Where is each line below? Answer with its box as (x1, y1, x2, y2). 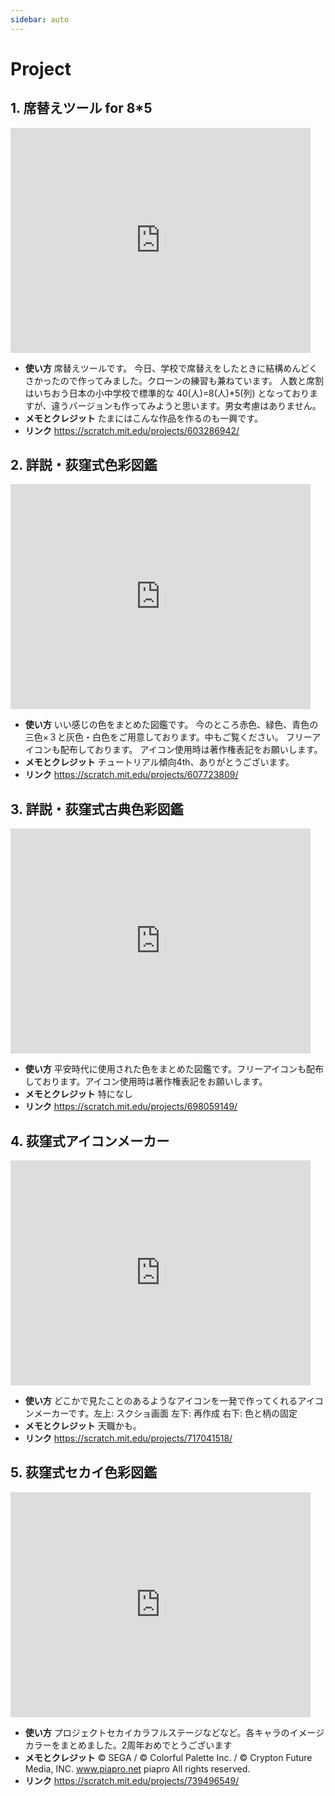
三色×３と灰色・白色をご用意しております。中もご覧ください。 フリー (24, 731, 313, 743)
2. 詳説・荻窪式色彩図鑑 (10, 457, 158, 474)
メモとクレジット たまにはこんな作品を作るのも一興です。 (24, 412, 263, 424)
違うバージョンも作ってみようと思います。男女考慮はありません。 (51, 399, 322, 411)
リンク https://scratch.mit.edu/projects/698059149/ (24, 1101, 238, 1113)
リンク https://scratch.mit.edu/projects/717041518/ (24, 1432, 233, 1445)
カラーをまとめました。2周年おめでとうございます (24, 1739, 233, 1751)
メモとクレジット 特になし (24, 1088, 133, 1100)
